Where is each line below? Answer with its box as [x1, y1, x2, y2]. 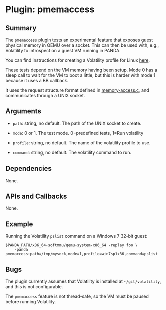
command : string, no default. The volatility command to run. [12, 149, 132, 156]
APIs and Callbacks [5, 192, 67, 201]
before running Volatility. [5, 299, 56, 305]
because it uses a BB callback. [5, 78, 69, 83]
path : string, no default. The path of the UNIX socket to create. [12, 120, 142, 126]
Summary [5, 24, 37, 32]
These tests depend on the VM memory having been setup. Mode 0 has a [5, 67, 158, 73]
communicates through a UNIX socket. [5, 93, 85, 98]
